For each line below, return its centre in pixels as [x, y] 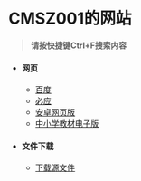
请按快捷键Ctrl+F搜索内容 [79, 45]
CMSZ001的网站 [70, 19]
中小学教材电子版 [67, 124]
